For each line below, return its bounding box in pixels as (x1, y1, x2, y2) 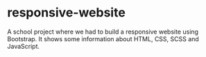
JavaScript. (7, 42, 40, 50)
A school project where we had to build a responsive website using (7, 27, 199, 36)
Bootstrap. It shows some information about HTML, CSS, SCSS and (7, 34, 199, 43)
